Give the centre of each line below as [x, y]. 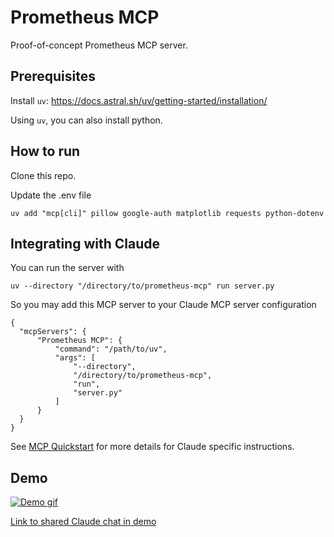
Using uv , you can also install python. [86, 120]
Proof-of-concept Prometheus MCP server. [99, 45]
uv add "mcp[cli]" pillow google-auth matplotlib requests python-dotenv [167, 213]
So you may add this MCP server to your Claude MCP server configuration [163, 305]
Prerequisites [53, 76]
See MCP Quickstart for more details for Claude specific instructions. [152, 447]
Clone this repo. [43, 175]
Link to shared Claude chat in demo [83, 522]
